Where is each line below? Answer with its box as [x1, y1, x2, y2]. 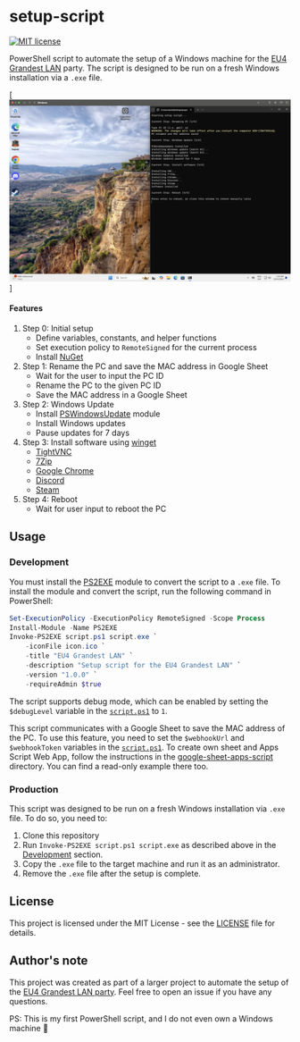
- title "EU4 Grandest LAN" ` [25, 651, 134, 660]
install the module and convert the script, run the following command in [9, 585, 272, 596]
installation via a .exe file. [9, 71, 103, 82]
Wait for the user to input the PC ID [35, 370, 164, 381]
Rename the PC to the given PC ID [35, 380, 162, 391]
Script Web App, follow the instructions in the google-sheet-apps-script [9, 751, 274, 761]
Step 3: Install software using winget [21, 436, 157, 448]
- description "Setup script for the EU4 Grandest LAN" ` [25, 661, 242, 670]
